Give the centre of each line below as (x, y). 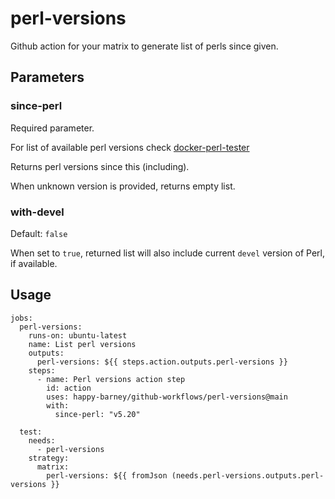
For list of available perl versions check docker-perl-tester (130, 147)
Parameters (47, 77)
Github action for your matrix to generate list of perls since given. (144, 46)
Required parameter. (52, 128)
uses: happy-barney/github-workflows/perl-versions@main (167, 397)
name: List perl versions (82, 344)
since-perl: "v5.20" (97, 414)
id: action (69, 388)
